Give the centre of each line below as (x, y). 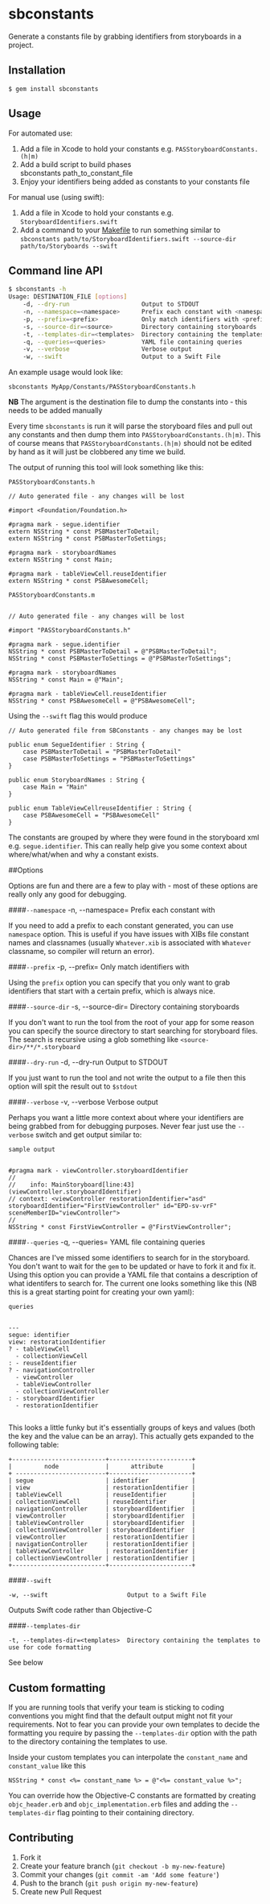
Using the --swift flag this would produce (78, 716)
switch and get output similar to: (89, 1135)
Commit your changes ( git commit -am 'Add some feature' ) (119, 1874)
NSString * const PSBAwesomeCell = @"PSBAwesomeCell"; (102, 701)
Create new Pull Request (61, 1891)
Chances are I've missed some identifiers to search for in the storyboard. (129, 1258)
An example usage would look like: (65, 373)
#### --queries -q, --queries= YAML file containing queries (107, 1242)
